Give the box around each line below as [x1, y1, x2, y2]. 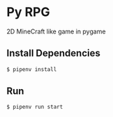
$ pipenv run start [6, 104, 63, 111]
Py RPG [6, 4, 50, 20]
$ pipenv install [6, 65, 57, 73]
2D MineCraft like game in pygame [6, 27, 106, 36]
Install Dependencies [6, 47, 100, 59]
